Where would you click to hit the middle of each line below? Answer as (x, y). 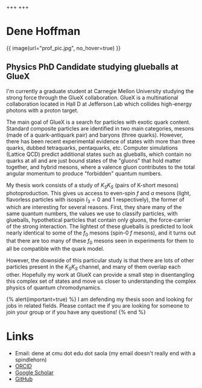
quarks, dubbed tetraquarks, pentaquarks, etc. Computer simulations (92, 147)
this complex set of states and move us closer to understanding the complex (101, 281)
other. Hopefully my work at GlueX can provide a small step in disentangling (100, 274)
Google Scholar (34, 372)
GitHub (24, 379)
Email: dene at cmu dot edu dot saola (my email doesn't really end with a (105, 353)
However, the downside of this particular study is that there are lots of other (100, 260)
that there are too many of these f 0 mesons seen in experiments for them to (100, 241)
